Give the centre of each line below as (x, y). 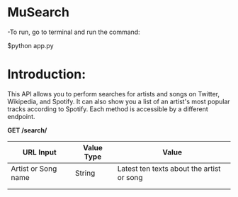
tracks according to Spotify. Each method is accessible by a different (108, 109)
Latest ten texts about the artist (169, 169)
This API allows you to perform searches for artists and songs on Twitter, (114, 94)
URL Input (39, 152)
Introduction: (47, 74)
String (85, 173)
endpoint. (21, 116)
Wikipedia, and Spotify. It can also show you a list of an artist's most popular (119, 101)
